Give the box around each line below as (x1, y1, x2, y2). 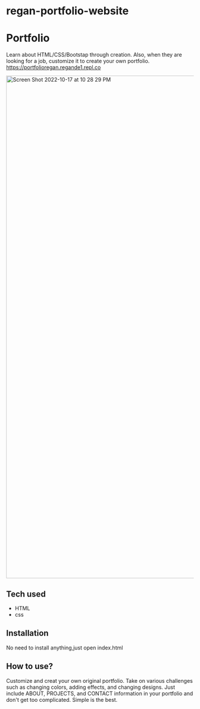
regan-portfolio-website (6, 4, 129, 18)
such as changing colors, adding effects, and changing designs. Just (6, 683, 176, 691)
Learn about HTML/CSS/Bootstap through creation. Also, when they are (6, 51, 183, 58)
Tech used (6, 589, 46, 599)
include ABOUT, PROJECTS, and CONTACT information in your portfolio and (6, 689, 193, 697)
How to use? (6, 661, 54, 671)
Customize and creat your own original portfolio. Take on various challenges (6, 677, 193, 684)
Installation (6, 628, 49, 638)
